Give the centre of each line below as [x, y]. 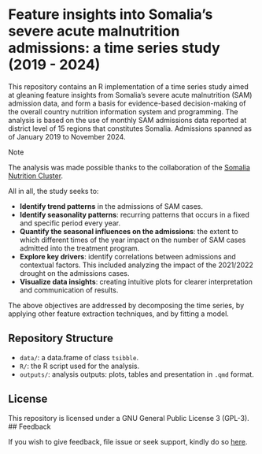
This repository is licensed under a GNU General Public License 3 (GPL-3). [129, 418]
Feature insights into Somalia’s [111, 15]
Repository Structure [61, 339]
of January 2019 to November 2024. [67, 136]
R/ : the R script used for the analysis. [79, 366]
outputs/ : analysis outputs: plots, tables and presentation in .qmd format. [137, 374]
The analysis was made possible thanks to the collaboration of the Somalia [129, 167]
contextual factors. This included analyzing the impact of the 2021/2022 [137, 265]
